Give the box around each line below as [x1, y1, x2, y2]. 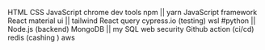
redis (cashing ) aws [7, 33, 76, 42]
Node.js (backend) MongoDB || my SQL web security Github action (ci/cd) [7, 25, 254, 33]
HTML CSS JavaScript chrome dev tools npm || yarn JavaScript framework [7, 8, 258, 17]
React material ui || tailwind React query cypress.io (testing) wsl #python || [7, 16, 256, 25]
